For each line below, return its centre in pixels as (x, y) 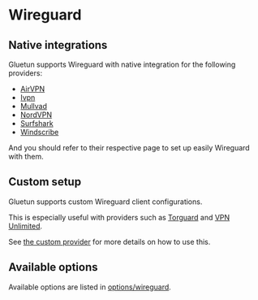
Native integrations (58, 45)
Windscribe (39, 132)
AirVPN (32, 89)
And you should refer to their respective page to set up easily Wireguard (129, 148)
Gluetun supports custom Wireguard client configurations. (105, 202)
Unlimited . (26, 226)
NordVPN (36, 115)
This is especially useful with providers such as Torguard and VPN (119, 217)
